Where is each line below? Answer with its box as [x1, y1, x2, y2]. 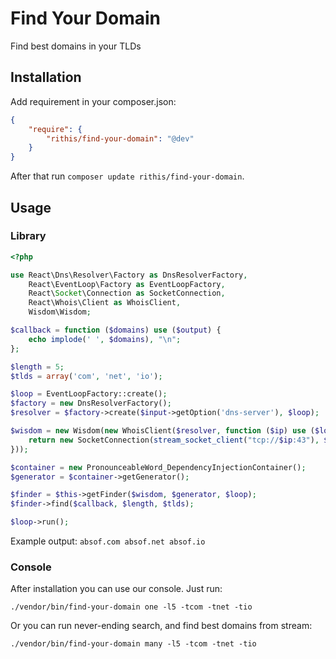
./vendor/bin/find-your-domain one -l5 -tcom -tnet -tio [10, 602, 253, 612]
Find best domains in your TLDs [10, 40, 142, 52]
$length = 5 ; [10, 362, 65, 372]
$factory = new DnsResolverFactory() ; [10, 398, 172, 409]
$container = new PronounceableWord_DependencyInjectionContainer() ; [10, 462, 307, 472]
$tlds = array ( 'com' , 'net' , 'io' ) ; [10, 371, 163, 381]
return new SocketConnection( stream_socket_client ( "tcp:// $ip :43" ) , [28, 435, 320, 445]
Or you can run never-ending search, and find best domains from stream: [10, 620, 313, 632]
